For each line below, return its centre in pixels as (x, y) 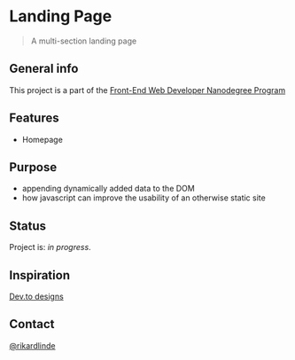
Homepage (43, 139)
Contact (32, 324)
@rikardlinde (32, 345)
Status (28, 226)
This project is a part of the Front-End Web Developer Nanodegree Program (147, 90)
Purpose (33, 167)
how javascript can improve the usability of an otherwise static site (144, 198)
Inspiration (40, 275)
